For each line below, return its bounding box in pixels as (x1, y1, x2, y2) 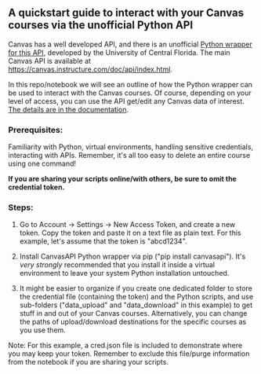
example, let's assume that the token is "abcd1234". (19, 236, 187, 246)
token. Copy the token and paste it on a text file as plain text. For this (19, 228, 241, 238)
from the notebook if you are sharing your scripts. (8, 357, 169, 367)
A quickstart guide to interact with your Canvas (8, 6, 245, 20)
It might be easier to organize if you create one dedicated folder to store (19, 284, 252, 293)
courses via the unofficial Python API (8, 19, 194, 32)
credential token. (8, 182, 65, 192)
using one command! (8, 159, 77, 168)
